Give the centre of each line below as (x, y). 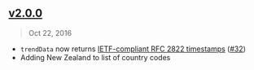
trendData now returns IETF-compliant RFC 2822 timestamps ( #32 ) (133, 49)
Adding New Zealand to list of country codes (95, 57)
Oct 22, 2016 (50, 33)
